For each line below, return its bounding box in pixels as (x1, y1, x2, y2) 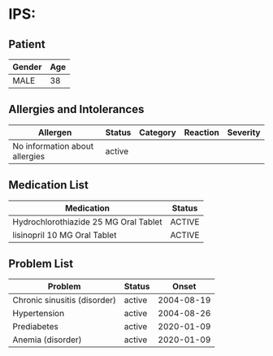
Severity (227, 127, 261, 138)
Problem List (8, 257, 74, 271)
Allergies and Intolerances (8, 102, 145, 116)
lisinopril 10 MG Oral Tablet (12, 229, 117, 241)
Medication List (8, 178, 89, 192)
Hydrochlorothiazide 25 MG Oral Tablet (12, 216, 162, 228)
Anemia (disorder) (12, 334, 83, 345)
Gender (12, 62, 42, 72)
